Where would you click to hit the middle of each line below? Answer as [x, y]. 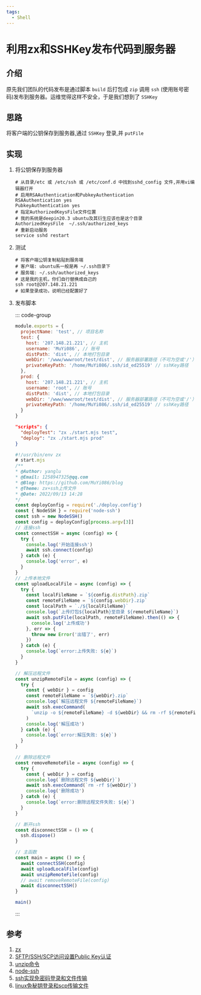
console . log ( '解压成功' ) [55, 724]
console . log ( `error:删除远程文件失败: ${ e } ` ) [80, 802]
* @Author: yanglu [38, 472]
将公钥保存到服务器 [39, 170]
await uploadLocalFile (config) [60, 869]
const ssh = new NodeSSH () [49, 517]
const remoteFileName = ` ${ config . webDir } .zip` [87, 601]
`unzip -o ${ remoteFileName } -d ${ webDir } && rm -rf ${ [103, 713]
